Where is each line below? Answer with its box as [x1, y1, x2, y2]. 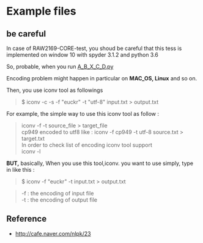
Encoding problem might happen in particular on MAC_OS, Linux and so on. [6, 75, 197, 82]
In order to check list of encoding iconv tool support [21, 141, 153, 149]
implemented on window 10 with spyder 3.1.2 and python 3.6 [6, 51, 159, 58]
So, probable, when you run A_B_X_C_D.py [6, 63, 114, 70]
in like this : [6, 166, 35, 173]
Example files [6, 4, 76, 18]
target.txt [21, 135, 45, 142]
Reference [6, 214, 47, 224]
